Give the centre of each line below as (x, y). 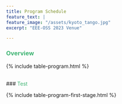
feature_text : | (26, 17)
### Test (17, 84)
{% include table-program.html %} (48, 66)
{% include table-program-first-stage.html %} (61, 95)
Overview (20, 53)
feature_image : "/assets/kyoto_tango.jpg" (58, 22)
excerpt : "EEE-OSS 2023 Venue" (44, 28)
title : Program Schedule (36, 11)
